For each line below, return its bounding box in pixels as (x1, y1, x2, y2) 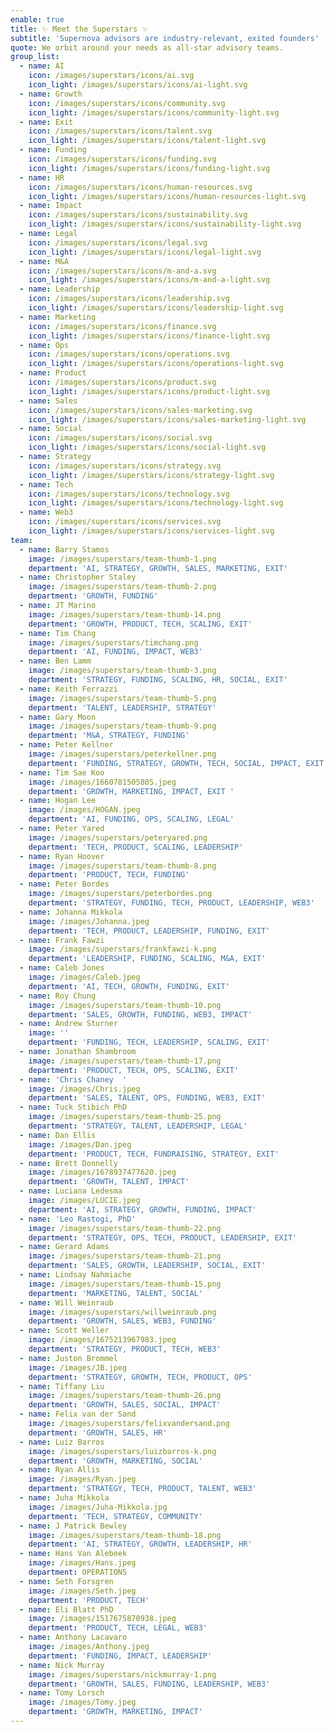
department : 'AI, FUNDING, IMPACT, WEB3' (28, 647, 203, 657)
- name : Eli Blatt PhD (19, 1604, 114, 1615)
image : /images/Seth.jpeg (28, 1586, 137, 1596)
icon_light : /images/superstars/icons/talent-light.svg (28, 136, 267, 146)
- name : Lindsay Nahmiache (19, 1270, 132, 1280)
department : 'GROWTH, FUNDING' (28, 591, 159, 601)
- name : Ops (19, 340, 70, 350)
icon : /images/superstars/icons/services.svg (28, 517, 222, 527)
